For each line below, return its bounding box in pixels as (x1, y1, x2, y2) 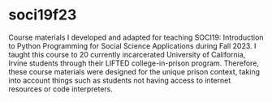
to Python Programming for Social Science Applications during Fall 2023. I (8, 40, 257, 50)
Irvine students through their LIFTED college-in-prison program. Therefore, (8, 58, 260, 68)
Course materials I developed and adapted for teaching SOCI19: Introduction (8, 32, 264, 42)
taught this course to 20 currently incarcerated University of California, (8, 49, 246, 59)
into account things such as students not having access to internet (8, 75, 231, 85)
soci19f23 (8, 6, 77, 24)
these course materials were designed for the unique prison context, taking (8, 66, 261, 76)
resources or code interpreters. (8, 83, 114, 94)
